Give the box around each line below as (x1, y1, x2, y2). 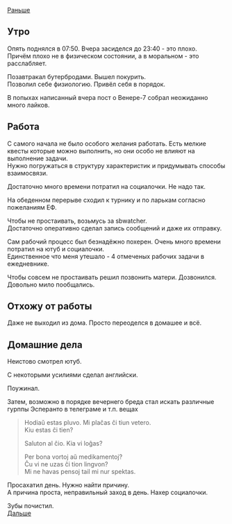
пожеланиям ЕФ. (7, 203, 57, 211)
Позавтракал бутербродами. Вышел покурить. (7, 72, 147, 81)
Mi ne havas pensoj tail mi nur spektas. (24, 468, 136, 476)
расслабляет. (7, 59, 47, 67)
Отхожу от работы (7, 301, 92, 312)
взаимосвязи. (7, 169, 49, 177)
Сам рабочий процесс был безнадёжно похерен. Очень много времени (7, 237, 221, 246)
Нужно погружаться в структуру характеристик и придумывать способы (7, 161, 226, 169)
